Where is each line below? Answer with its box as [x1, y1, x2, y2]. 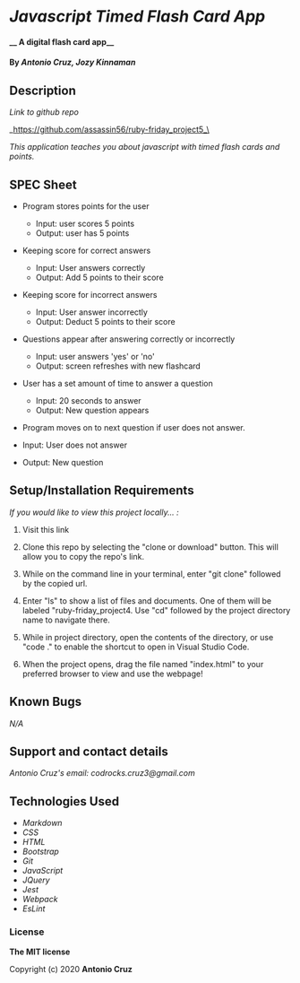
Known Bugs [9, 694, 82, 709]
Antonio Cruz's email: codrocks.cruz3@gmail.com [9, 768, 195, 779]
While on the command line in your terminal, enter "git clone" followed [21, 568, 281, 579]
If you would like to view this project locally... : [9, 507, 179, 518]
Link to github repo [9, 107, 79, 117]
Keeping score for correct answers [21, 245, 151, 256]
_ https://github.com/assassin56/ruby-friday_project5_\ [9, 124, 210, 135]
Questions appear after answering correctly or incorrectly [21, 334, 236, 344]
